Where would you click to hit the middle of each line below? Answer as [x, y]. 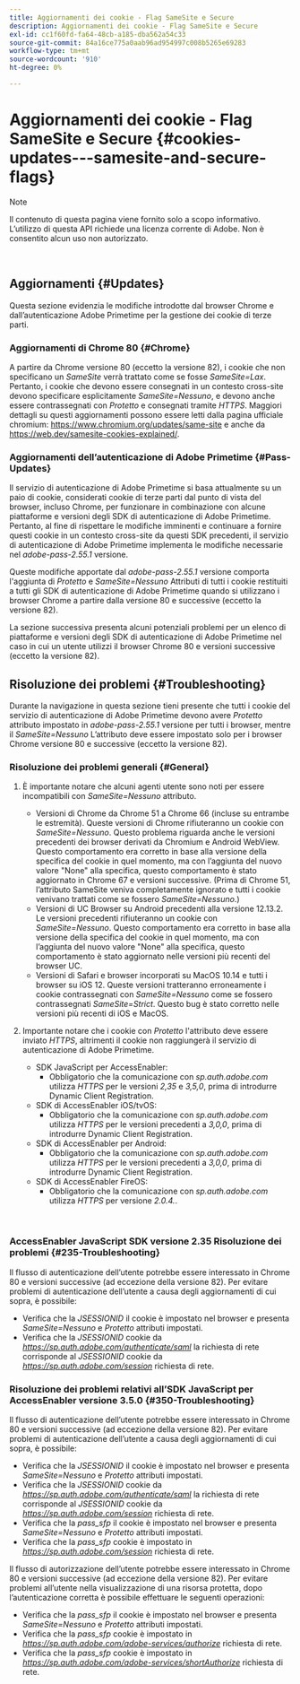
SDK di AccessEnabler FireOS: [91, 1182]
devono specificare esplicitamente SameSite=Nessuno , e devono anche [142, 395]
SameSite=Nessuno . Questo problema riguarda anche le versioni [155, 833]
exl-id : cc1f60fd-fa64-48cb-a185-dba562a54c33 [98, 34]
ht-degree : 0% [36, 68]
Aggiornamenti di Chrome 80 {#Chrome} [100, 348]
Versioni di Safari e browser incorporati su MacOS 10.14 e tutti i [151, 976]
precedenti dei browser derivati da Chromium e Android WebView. [158, 842]
